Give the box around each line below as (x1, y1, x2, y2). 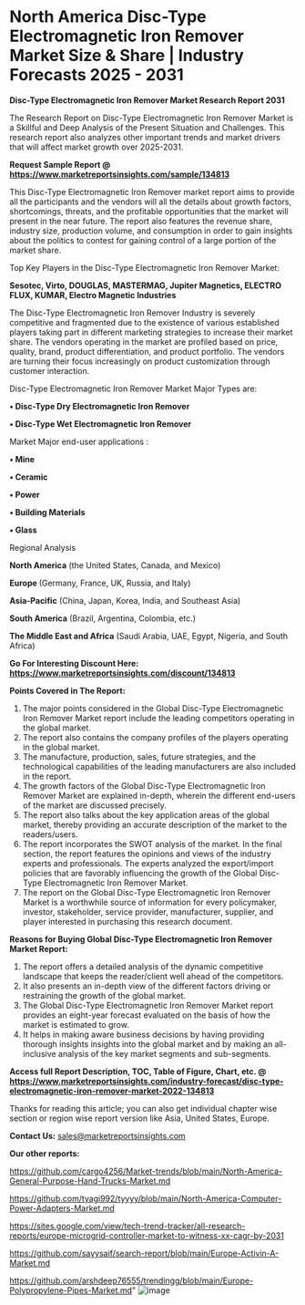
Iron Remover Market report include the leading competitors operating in (22, 712, 295, 723)
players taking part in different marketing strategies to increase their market (9, 326, 293, 337)
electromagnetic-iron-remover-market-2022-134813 (9, 1085, 215, 1096)
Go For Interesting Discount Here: (9, 658, 139, 668)
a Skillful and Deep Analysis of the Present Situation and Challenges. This (9, 121, 285, 133)
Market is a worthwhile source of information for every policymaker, (22, 896, 278, 907)
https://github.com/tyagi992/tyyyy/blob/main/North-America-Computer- (9, 1193, 282, 1204)
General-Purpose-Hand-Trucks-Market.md (9, 1175, 171, 1186)
